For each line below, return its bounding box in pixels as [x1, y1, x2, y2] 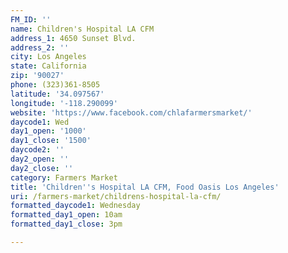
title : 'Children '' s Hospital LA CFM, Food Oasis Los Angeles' [10, 182, 280, 192]
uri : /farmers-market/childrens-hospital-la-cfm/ [10, 191, 222, 201]
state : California [10, 61, 87, 71]
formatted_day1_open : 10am [10, 210, 123, 220]
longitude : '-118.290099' [10, 98, 118, 108]
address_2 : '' [10, 42, 70, 53]
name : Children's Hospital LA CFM [10, 24, 155, 34]
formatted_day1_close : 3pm [10, 219, 123, 230]
